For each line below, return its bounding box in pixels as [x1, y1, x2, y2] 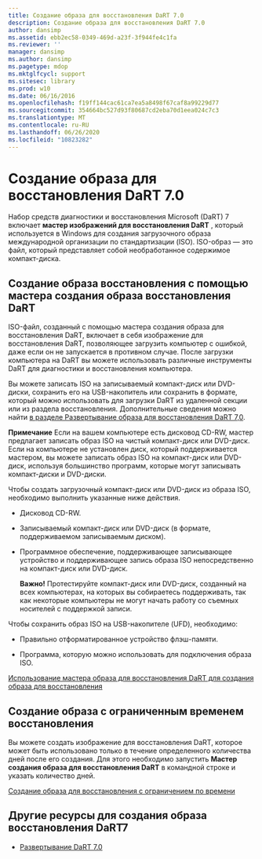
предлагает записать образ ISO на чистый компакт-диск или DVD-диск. [8, 436, 250, 446]
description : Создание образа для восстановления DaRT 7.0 [8, 19, 206, 27]
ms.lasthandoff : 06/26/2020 [8, 128, 100, 136]
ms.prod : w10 [8, 84, 51, 93]
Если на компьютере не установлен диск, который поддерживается [8, 445, 238, 454]
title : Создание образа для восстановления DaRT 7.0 [8, 11, 184, 20]
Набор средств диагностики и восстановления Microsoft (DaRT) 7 [8, 212, 230, 222]
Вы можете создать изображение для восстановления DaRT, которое [8, 738, 243, 747]
